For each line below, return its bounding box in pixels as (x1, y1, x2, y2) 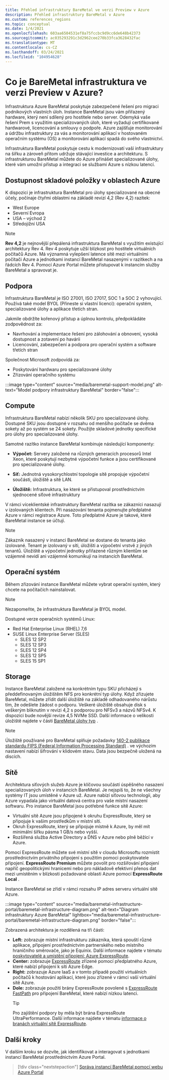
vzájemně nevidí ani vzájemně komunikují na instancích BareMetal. (5, 553, 144, 559)
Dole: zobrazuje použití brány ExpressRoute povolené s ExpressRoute (12, 985, 157, 991)
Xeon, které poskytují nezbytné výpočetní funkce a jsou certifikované (12, 456, 156, 462)
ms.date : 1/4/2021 (5, 26, 44, 31)
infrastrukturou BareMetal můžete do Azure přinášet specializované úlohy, (5, 156, 159, 162)
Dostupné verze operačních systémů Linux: (5, 616, 96, 622)
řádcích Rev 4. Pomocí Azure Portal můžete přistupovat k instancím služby (5, 262, 160, 268)
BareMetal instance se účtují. (5, 517, 65, 523)
